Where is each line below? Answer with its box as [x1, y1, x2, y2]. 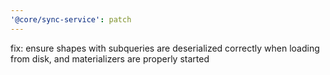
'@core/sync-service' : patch [10, 14, 132, 25]
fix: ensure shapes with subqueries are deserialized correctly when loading [10, 42, 320, 54]
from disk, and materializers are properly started [10, 52, 210, 65]
